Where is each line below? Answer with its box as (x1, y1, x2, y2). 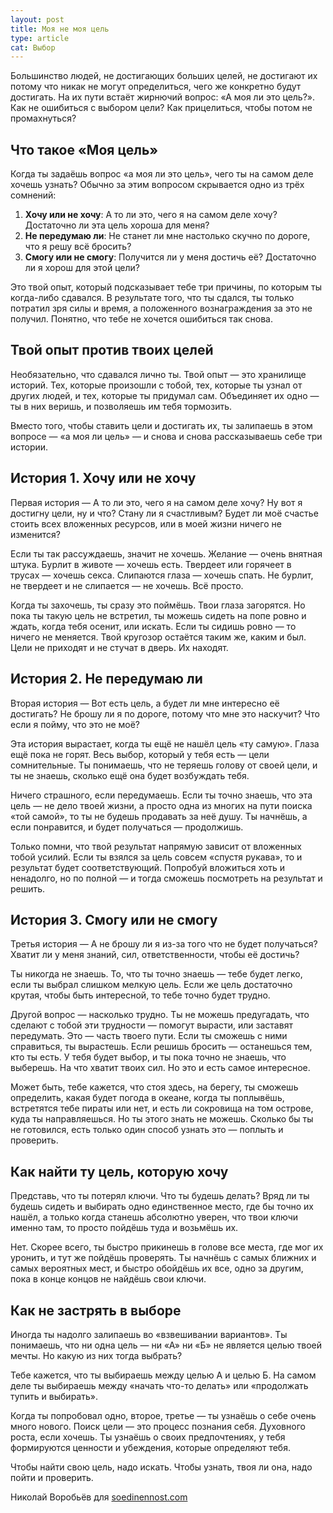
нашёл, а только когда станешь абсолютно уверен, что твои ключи (10, 1211, 299, 1223)
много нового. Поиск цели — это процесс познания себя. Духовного (10, 1420, 306, 1432)
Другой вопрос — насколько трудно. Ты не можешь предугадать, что (10, 1009, 310, 1021)
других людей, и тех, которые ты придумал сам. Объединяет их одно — (10, 389, 320, 401)
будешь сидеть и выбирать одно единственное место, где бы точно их (10, 1201, 315, 1213)
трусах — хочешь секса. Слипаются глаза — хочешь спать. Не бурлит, (10, 569, 314, 581)
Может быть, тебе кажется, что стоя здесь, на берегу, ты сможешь (10, 1081, 299, 1093)
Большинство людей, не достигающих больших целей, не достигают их (10, 70, 318, 82)
